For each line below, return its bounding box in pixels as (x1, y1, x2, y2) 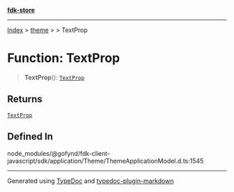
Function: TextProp (7, 50, 120, 66)
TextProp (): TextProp (24, 73, 85, 81)
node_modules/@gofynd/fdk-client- (7, 149, 110, 157)
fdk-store (7, 6, 36, 14)
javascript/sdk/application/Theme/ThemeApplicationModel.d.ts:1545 (7, 157, 204, 165)
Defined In (7, 131, 54, 143)
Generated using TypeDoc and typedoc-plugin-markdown (7, 177, 174, 185)
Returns (7, 93, 43, 105)
